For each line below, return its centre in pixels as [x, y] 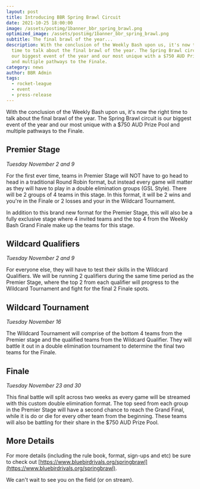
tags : [13, 78]
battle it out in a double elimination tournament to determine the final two [96, 346]
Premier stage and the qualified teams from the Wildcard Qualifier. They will [99, 340]
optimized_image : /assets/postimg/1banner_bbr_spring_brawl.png [87, 34]
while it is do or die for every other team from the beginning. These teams [97, 416]
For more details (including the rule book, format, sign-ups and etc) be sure [99, 455]
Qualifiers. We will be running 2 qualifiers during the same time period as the [100, 276]
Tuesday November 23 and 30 [44, 386]
